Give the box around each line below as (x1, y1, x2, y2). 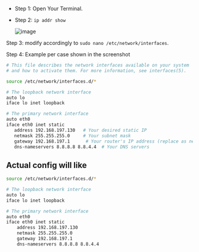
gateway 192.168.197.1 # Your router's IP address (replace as (14, 138, 187, 144)
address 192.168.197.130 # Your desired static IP (14, 127, 147, 133)
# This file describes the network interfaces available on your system (6, 62, 190, 68)
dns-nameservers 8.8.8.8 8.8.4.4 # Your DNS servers (14, 144, 150, 150)
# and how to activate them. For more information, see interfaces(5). (6, 67, 187, 73)
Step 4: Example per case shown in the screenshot (6, 51, 130, 58)
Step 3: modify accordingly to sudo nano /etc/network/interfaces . (6, 40, 169, 46)
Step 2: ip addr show (14, 17, 66, 23)
